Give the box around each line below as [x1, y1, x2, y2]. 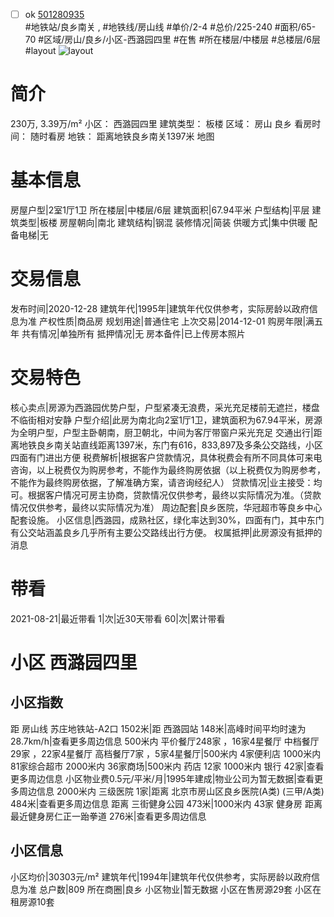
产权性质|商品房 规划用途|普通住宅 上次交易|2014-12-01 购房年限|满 [38, 315, 315, 327]
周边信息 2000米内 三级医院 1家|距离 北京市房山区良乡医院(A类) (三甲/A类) [18, 785, 325, 797]
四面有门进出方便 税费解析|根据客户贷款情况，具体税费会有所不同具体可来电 [10, 451, 323, 463]
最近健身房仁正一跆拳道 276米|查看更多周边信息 [10, 810, 207, 822]
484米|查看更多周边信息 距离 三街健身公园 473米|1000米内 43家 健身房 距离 [10, 797, 323, 809]
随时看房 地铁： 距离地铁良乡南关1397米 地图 [29, 130, 215, 142]
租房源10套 [10, 895, 55, 908]
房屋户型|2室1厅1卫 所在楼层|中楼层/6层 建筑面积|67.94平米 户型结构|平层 [10, 204, 310, 216]
